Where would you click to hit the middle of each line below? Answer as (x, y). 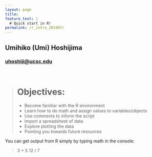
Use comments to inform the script (59, 116)
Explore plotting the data (49, 126)
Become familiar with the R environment (65, 105)
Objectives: (41, 92)
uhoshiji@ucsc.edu (29, 62)
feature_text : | (22, 19)
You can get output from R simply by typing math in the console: (70, 141)
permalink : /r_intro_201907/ (35, 28)
